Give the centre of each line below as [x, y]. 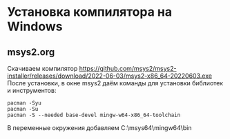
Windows [35, 26]
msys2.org [31, 52]
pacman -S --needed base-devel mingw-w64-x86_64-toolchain [94, 115]
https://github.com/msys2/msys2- [128, 68]
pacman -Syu [24, 103]
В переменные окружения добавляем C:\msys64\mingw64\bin [99, 128]
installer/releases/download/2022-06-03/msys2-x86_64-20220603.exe [110, 76]
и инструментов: [32, 90]
